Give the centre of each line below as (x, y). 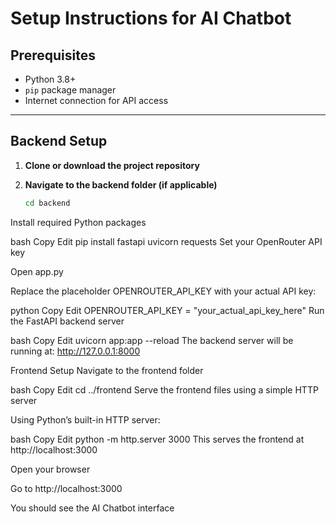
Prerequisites (53, 55)
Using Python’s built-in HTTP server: (85, 419)
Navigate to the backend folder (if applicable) (121, 184)
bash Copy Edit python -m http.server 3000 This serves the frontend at (157, 439)
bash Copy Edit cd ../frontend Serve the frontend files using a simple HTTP (164, 389)
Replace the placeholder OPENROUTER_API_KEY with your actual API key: (163, 291)
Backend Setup (59, 141)
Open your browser (50, 469)
